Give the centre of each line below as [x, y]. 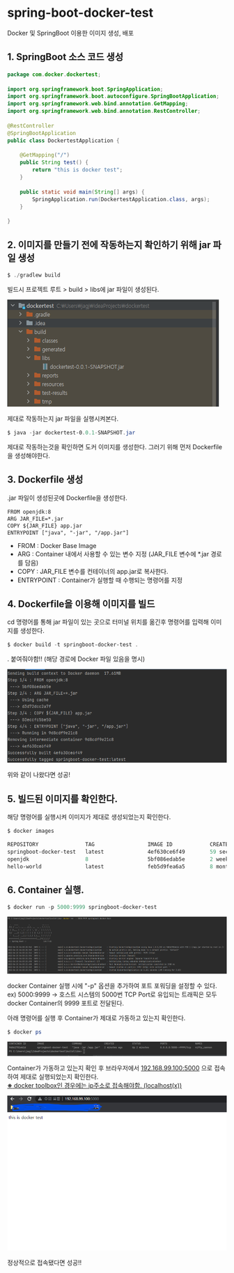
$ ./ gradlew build [34, 275]
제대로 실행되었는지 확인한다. [59, 1077]
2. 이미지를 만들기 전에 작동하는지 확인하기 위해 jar [109, 245]
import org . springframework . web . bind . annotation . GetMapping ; [98, 104]
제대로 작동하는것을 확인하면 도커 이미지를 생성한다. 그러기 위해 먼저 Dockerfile [115, 446]
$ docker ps [24, 1032]
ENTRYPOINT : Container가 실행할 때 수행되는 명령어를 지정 [100, 580]
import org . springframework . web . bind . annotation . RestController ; [104, 111]
